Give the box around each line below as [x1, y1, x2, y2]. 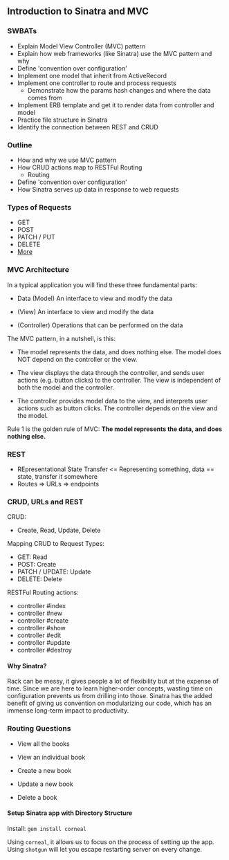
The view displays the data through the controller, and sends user [17, 368, 205, 376]
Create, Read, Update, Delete [17, 526, 101, 535]
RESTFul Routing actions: [7, 588, 79, 597]
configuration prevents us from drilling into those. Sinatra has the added [7, 692, 212, 700]
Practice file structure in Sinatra [17, 116, 108, 124]
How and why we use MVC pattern [17, 156, 117, 164]
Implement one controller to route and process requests [17, 79, 176, 87]
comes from [27, 93, 62, 102]
